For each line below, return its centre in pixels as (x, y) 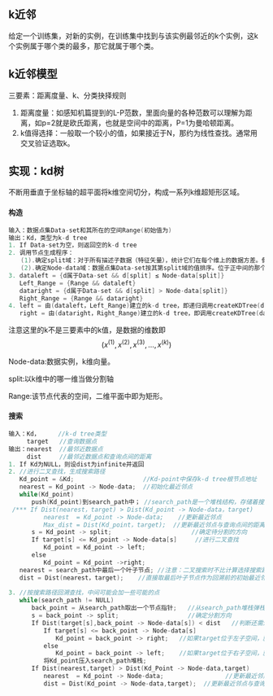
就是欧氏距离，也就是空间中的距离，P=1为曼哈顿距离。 (147, 123)
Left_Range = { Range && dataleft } (78, 283)
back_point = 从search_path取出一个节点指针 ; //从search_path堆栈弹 (145, 608)
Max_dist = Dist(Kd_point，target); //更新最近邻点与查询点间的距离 (154, 525)
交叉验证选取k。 (47, 143)
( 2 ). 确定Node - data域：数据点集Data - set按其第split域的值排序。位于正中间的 (137, 268)
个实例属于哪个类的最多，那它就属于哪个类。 (83, 46)
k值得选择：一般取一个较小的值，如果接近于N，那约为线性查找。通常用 (139, 133)
